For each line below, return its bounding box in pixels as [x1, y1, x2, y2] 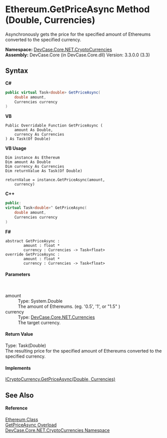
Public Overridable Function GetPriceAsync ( [5, 123, 103, 128]
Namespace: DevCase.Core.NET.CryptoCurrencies [5, 46, 112, 52]
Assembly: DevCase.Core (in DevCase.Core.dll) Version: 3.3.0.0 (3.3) [5, 52, 150, 58]
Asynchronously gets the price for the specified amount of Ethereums [5, 31, 151, 37]
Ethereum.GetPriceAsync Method [5, 4, 150, 15]
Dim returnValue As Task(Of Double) [5, 169, 82, 174]
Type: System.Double [18, 298, 63, 304]
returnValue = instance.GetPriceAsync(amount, [5, 177, 105, 182]
